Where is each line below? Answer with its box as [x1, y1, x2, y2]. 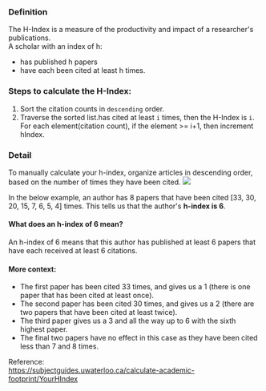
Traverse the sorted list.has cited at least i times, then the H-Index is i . [19, 112, 255, 122]
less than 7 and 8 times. [19, 341, 99, 351]
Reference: [8, 357, 45, 367]
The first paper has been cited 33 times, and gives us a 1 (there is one [19, 282, 251, 292]
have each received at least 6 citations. [8, 246, 138, 256]
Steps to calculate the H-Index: [8, 86, 132, 97]
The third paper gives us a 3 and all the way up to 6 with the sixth [19, 316, 236, 326]
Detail [8, 149, 32, 160]
